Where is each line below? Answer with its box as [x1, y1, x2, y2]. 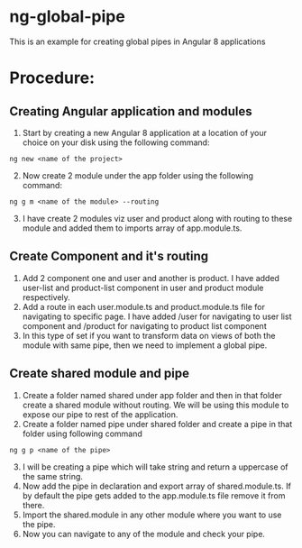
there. [22, 499, 45, 510]
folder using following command [22, 428, 142, 439]
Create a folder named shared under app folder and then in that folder [22, 389, 282, 400]
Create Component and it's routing [9, 249, 209, 264]
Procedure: [9, 68, 96, 88]
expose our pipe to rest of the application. [22, 408, 178, 420]
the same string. [22, 470, 84, 481]
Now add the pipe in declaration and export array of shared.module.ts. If [22, 480, 291, 491]
